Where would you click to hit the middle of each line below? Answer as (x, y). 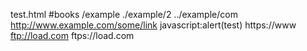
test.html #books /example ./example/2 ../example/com (124, 14)
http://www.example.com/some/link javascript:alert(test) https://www (153, 25)
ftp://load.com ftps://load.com (72, 35)
